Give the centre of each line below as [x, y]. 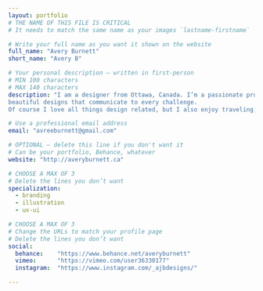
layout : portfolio [38, 15]
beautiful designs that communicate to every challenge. [103, 102]
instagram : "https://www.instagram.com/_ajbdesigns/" [106, 268]
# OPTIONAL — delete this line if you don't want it [96, 145]
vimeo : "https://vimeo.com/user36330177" [92, 261]
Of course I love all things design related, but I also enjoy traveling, [133, 109]
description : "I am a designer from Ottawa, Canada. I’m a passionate [126, 95]
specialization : [34, 188]
